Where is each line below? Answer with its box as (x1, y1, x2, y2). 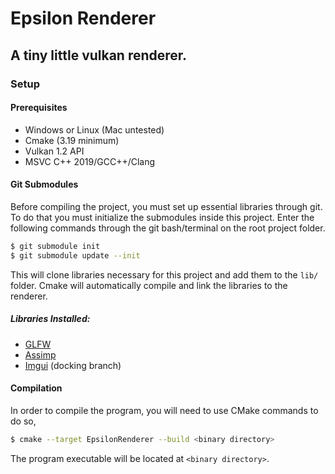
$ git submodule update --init (10, 250, 141, 261)
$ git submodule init (10, 241, 101, 251)
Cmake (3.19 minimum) (24, 134, 120, 146)
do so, (10, 415, 37, 427)
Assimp (24, 348, 57, 361)
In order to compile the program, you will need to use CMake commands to (10, 404, 319, 416)
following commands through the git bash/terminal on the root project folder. (10, 222, 326, 234)
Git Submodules (10, 178, 79, 191)
